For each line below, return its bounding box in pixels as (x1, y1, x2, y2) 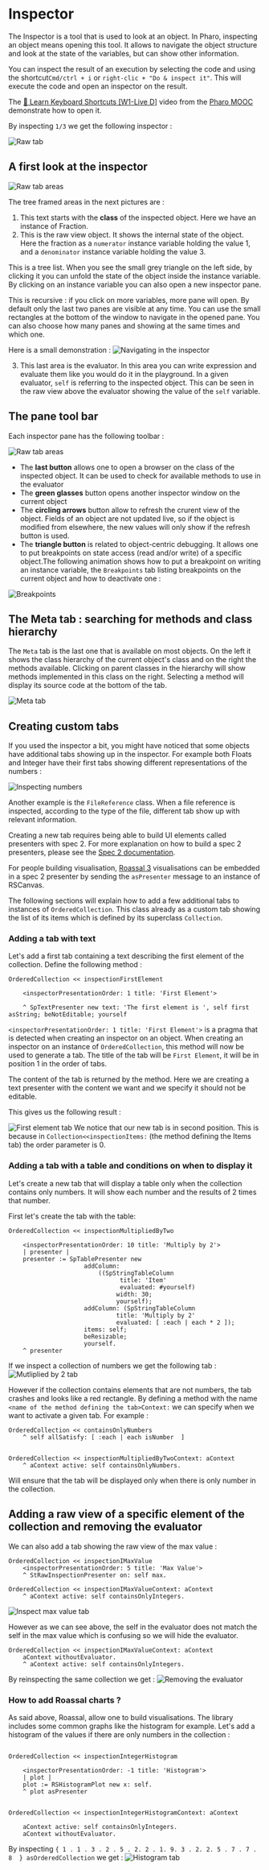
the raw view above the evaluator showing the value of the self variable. (19, 386, 261, 395)
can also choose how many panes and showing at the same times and (8, 321, 241, 330)
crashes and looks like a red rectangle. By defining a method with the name (8, 1393, 258, 1403)
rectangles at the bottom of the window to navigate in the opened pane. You (8, 312, 260, 322)
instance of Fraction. (19, 221, 88, 230)
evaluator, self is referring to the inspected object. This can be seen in (19, 378, 255, 387)
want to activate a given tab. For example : (8, 1410, 149, 1420)
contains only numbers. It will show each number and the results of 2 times (8, 1187, 257, 1197)
